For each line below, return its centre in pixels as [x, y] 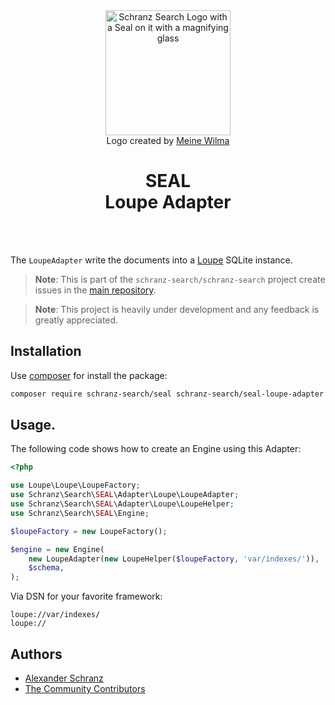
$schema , [46, 568]
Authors [36, 654]
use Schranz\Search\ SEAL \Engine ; [80, 513]
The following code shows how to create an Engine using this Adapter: [156, 449]
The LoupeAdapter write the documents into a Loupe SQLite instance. [151, 260]
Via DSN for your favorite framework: [86, 596]
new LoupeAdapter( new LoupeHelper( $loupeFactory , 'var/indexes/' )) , [174, 559]
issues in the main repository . [95, 290]
